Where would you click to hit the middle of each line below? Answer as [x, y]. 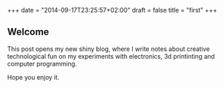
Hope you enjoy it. [33, 77]
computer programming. [42, 64]
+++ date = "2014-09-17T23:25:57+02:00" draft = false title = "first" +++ [112, 10]
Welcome [28, 32]
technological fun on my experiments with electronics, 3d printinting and [111, 56]
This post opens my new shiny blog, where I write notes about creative [109, 49]
